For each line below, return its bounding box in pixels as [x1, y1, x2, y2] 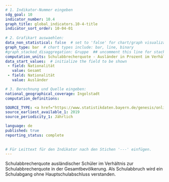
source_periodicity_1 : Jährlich [5, 114, 73, 120]
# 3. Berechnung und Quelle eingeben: [5, 86, 87, 92]
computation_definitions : [5, 96, 59, 101]
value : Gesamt [12, 68, 42, 73]
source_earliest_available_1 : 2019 [5, 110, 80, 115]
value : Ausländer [12, 77, 49, 82]
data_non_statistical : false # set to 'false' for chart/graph [5, 40, 143, 45]
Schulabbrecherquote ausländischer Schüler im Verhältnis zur [5, 160, 134, 166]
